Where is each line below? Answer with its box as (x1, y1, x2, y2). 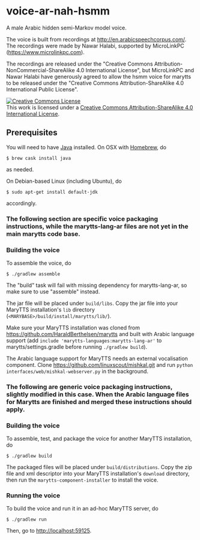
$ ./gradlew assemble (6, 271, 61, 277)
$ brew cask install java (6, 155, 71, 161)
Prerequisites (6, 127, 58, 138)
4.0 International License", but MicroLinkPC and (76, 66, 194, 73)
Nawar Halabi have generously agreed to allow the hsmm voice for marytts (6, 73, 191, 80)
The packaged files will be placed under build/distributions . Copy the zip (6, 464, 192, 471)
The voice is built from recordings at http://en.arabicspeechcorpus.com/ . (6, 35, 187, 43)
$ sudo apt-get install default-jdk (6, 189, 98, 195)
